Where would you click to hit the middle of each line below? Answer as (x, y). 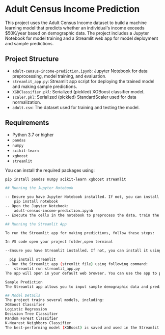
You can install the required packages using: (50, 170)
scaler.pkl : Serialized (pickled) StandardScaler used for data (74, 97)
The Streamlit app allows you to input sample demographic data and (77, 287)
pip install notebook (36, 202)
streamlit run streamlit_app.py (47, 269)
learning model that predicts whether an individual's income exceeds (75, 28)
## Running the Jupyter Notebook (39, 188)
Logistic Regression (26, 309)
